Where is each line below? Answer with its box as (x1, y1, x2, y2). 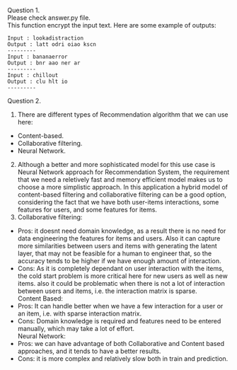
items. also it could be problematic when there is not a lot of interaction (17, 279, 225, 287)
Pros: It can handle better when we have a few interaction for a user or (17, 302, 224, 310)
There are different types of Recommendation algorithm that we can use (17, 110, 229, 119)
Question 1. (7, 6, 40, 14)
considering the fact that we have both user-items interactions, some (17, 198, 219, 206)
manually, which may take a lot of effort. (17, 325, 135, 333)
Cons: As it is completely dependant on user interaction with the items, (17, 265, 224, 272)
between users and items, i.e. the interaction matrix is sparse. (17, 287, 197, 295)
